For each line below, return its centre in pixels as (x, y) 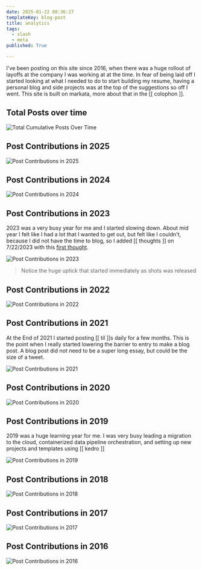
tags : (13, 29)
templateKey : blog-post (36, 18)
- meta (20, 40)
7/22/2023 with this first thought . (47, 247)
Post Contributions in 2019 (57, 421)
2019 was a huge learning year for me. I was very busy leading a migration (99, 436)
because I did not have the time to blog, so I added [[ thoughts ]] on (90, 241)
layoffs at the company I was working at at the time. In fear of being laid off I (101, 74)
